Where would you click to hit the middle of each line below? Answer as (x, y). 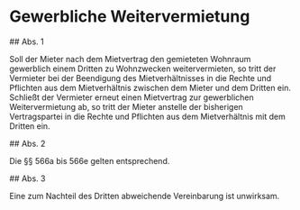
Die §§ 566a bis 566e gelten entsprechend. (90, 160)
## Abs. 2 (27, 143)
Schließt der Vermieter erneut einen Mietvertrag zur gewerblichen (132, 97)
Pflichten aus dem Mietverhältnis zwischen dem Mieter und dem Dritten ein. (150, 87)
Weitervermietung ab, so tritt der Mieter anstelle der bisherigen (126, 106)
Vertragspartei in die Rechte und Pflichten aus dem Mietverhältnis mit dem (147, 116)
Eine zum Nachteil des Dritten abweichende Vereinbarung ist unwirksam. (145, 196)
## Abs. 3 (27, 178)
